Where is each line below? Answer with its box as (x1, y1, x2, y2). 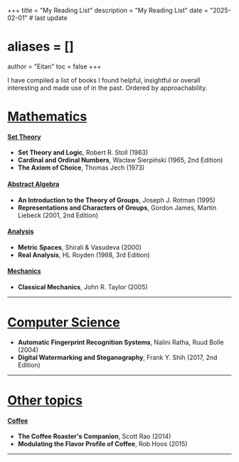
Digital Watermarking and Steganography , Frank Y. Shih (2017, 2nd (17, 353, 218, 361)
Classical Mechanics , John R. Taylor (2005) (17, 282, 148, 291)
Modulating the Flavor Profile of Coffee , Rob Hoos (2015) (17, 440, 188, 448)
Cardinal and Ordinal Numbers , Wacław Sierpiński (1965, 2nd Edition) (17, 156, 223, 165)
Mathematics (7, 108, 87, 125)
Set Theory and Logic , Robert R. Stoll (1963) (17, 148, 149, 157)
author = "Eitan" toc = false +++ (7, 62, 102, 71)
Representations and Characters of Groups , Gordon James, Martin (17, 203, 217, 212)
